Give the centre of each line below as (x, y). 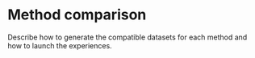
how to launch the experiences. (60, 45)
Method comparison (77, 15)
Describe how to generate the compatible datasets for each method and (127, 37)
